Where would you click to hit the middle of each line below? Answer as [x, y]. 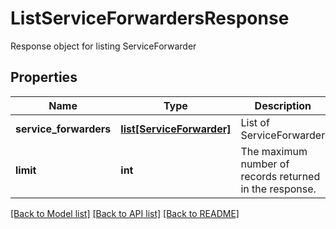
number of [265, 164]
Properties [44, 77]
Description [283, 105]
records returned [280, 176]
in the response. [278, 189]
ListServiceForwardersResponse [150, 18]
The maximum [274, 151]
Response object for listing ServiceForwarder [103, 46]
